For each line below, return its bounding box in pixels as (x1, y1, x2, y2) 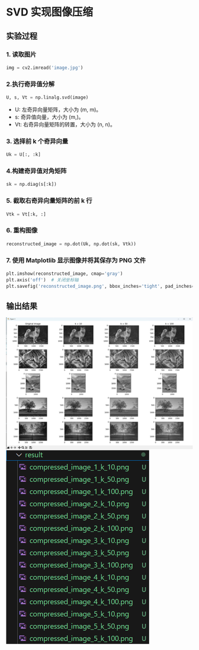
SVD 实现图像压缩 (6, 5, 94, 19)
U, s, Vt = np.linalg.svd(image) (6, 94, 89, 101)
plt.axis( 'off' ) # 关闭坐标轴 (6, 277, 79, 283)
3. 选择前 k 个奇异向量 (6, 137, 69, 145)
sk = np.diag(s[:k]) (6, 182, 57, 188)
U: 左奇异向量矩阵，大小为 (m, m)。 (14, 106, 102, 113)
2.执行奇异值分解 (6, 80, 55, 88)
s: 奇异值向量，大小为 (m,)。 (14, 113, 84, 121)
